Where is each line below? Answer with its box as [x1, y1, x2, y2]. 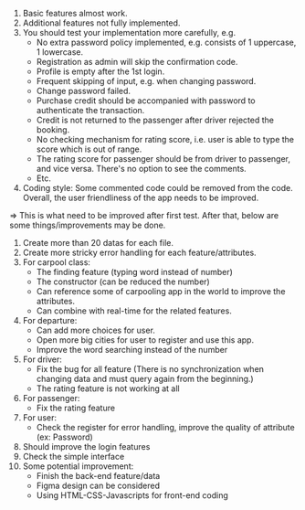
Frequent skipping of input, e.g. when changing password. [36, 76, 257, 86]
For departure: [22, 315, 78, 325]
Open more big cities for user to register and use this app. [36, 335, 254, 345]
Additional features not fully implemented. [22, 17, 181, 28]
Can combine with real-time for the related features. [36, 305, 233, 316]
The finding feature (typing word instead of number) [36, 267, 233, 277]
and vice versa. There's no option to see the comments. [36, 164, 247, 174]
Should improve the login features [22, 441, 151, 452]
